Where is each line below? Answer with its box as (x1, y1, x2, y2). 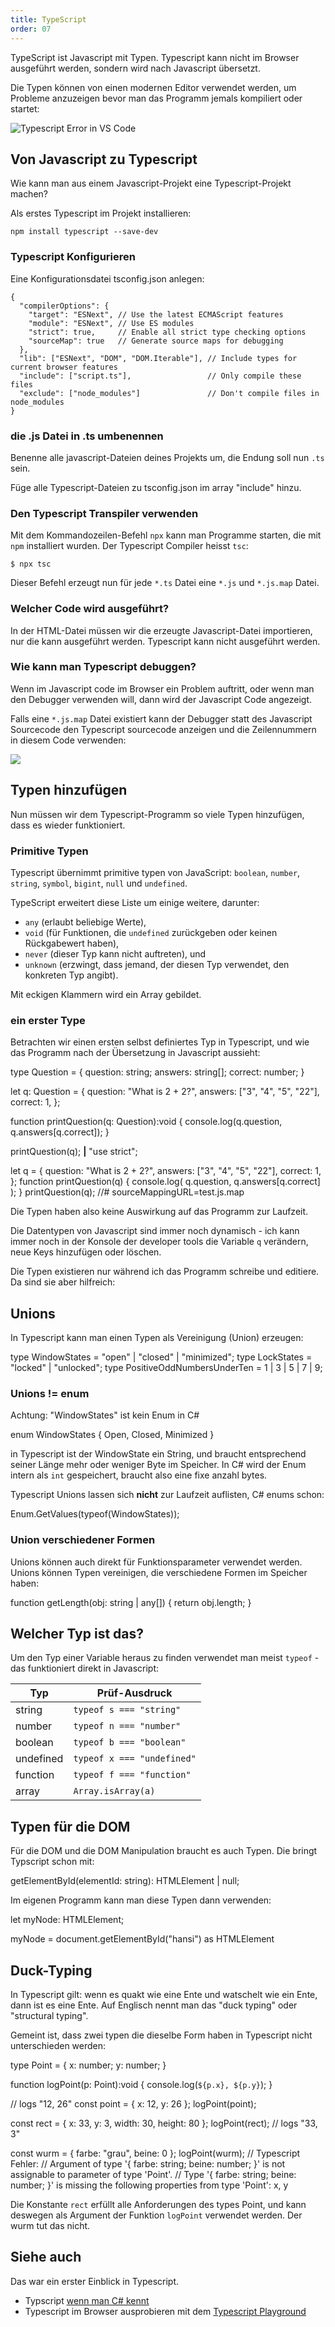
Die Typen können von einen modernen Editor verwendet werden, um (10, 81, 297, 93)
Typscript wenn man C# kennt (24, 2294, 150, 2306)
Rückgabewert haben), (24, 937, 120, 949)
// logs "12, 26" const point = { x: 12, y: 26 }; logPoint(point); (10, 2098, 257, 2110)
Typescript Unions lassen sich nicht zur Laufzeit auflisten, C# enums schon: (10, 1489, 325, 1501)
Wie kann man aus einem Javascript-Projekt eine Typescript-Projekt (10, 177, 292, 190)
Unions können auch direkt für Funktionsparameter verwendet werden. (10, 1556, 303, 1568)
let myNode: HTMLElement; (10, 1914, 125, 1926)
